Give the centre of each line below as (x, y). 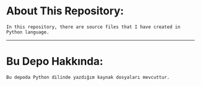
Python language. (28, 32)
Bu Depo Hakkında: (55, 62)
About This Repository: (65, 11)
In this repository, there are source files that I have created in (93, 27)
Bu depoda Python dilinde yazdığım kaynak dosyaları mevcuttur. (88, 77)
